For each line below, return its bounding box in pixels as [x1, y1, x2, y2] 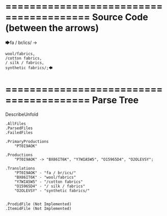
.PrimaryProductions [5, 139, 49, 144]
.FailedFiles [5, 130, 33, 135]
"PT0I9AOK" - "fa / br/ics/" [14, 170, 76, 175]
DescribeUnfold [5, 111, 39, 117]
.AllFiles [5, 121, 26, 126]
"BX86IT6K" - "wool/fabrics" [14, 175, 76, 180]
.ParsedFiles [5, 126, 33, 131]
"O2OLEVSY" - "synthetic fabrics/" [14, 188, 90, 193]
